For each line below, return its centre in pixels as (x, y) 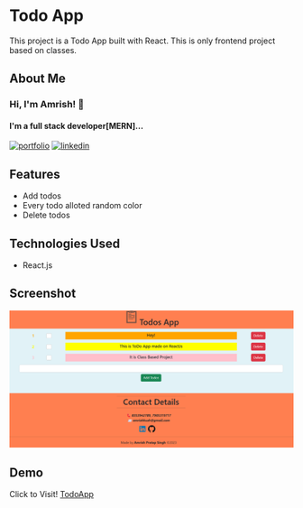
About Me (37, 79)
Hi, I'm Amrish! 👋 (47, 105)
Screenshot (43, 294)
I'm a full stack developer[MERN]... (77, 125)
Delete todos (46, 215)
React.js (37, 265)
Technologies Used (64, 243)
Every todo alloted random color (82, 206)
